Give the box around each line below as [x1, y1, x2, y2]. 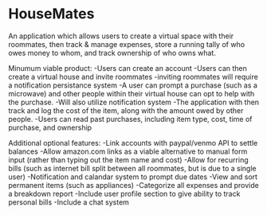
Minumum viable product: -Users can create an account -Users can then [8, 63, 247, 72]
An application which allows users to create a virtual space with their [8, 31, 234, 41]
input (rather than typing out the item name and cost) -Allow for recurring [8, 154, 249, 164]
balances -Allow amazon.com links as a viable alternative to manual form [8, 147, 248, 156]
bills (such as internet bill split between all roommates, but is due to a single [8, 163, 257, 173]
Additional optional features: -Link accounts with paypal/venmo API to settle [8, 138, 258, 147]
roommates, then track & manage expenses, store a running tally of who [8, 39, 245, 49]
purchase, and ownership [8, 123, 92, 132]
